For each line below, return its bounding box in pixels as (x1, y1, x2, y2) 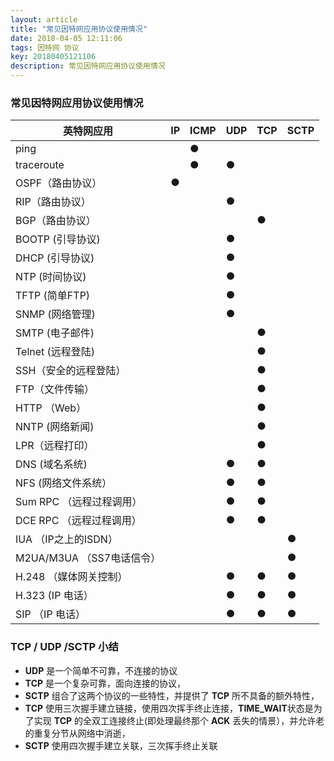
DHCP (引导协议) (15, 251, 95, 265)
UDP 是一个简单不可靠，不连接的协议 (24, 664, 178, 676)
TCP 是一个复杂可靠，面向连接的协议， (24, 677, 187, 689)
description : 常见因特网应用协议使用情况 (10, 61, 166, 71)
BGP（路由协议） (15, 214, 97, 228)
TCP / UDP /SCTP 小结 (10, 640, 119, 654)
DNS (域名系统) (15, 457, 88, 471)
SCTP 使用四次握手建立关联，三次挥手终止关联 (24, 739, 218, 751)
